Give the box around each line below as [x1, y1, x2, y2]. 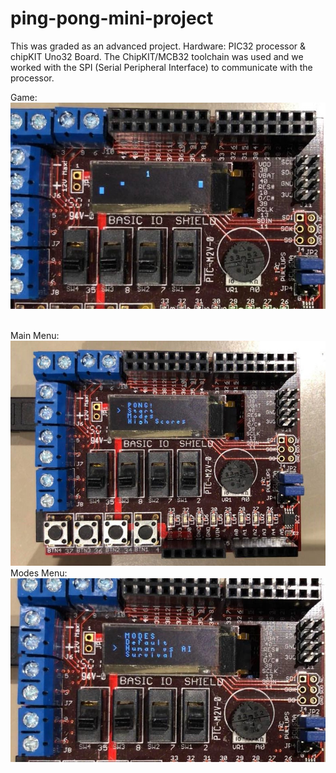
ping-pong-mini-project [10, 7, 214, 30]
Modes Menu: [10, 567, 68, 579]
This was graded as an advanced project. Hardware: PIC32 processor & [10, 40, 307, 52]
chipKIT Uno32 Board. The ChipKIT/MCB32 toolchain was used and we [10, 50, 304, 62]
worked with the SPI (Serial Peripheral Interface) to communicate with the [10, 61, 313, 73]
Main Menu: [10, 329, 60, 341]
